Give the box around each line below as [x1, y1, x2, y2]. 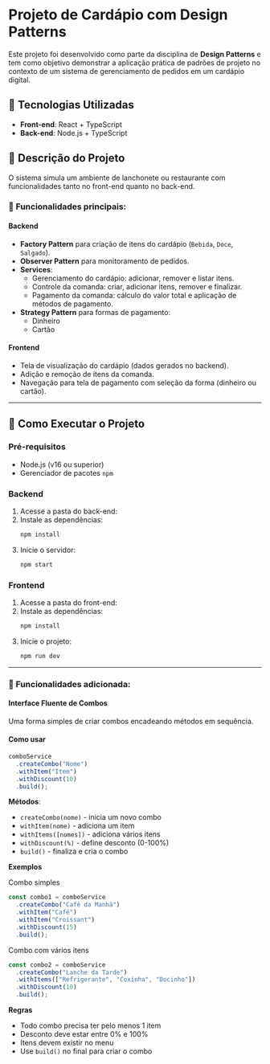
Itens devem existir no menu [19, 1038, 114, 1047]
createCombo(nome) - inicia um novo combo [19, 812, 162, 822]
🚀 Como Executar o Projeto [8, 417, 145, 431]
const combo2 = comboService [8, 960, 106, 969]
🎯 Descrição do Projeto [8, 151, 125, 166]
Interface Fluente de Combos [8, 698, 108, 708]
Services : [19, 264, 53, 274]
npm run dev [19, 652, 60, 660]
